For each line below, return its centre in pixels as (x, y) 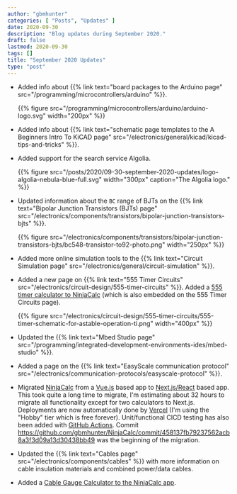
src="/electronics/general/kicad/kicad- (170, 137)
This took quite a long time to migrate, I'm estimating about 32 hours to (121, 395)
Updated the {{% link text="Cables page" (78, 454)
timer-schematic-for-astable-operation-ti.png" (85, 323)
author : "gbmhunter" (38, 14)
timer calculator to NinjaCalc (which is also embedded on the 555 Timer (122, 294)
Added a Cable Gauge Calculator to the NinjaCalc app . (97, 482)
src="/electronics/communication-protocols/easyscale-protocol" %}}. (120, 374)
